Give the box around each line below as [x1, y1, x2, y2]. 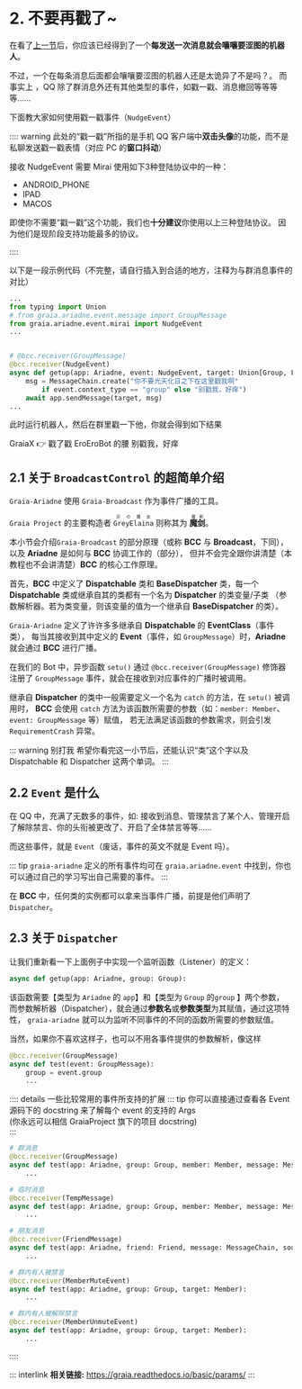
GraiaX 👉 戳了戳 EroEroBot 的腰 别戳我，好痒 [9, 438, 179, 449]
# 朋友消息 [9, 1226, 45, 1236]
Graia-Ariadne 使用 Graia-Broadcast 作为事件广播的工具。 [9, 496, 224, 507]
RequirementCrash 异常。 [9, 726, 101, 736]
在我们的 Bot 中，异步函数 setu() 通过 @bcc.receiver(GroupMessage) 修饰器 [9, 662, 287, 672]
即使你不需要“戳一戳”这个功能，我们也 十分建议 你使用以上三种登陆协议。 [9, 217, 277, 228]
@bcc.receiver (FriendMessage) [9, 1235, 123, 1244]
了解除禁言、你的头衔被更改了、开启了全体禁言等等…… [9, 822, 213, 833]
